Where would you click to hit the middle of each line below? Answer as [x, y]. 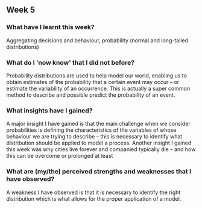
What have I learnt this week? [50, 27]
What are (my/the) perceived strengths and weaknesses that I [99, 172]
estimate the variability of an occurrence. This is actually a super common [98, 88]
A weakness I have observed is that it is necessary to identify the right [93, 192]
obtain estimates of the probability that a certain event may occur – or [93, 82]
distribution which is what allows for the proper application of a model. [94, 198]
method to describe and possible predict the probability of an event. [91, 95]
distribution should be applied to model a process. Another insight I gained [99, 143]
